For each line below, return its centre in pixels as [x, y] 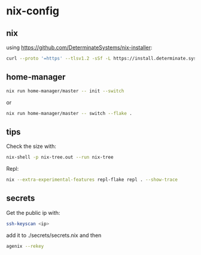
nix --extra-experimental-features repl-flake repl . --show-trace [92, 180]
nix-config [33, 11]
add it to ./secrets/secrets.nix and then [54, 235]
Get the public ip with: [33, 212]
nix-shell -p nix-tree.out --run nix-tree [60, 157]
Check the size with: [31, 146]
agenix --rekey [25, 246]
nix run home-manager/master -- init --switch [65, 91]
